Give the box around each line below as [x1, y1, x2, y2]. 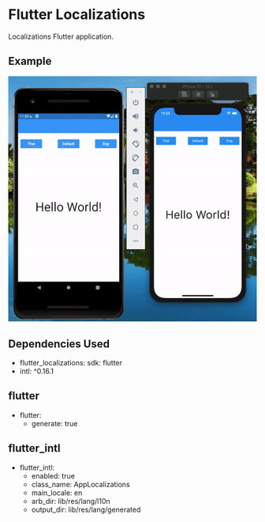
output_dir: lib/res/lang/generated [31, 505, 141, 514]
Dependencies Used [8, 337, 110, 350]
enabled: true [31, 471, 75, 480]
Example [8, 55, 52, 68]
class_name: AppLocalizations [31, 479, 130, 489]
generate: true [31, 418, 78, 428]
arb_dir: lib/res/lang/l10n [31, 496, 110, 505]
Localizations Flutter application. [8, 32, 114, 41]
